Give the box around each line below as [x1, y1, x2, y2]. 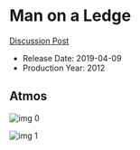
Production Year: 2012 [22, 62, 106, 73]
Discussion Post [9, 35, 70, 46]
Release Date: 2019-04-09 [22, 52, 122, 63]
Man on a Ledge [9, 5, 132, 26]
